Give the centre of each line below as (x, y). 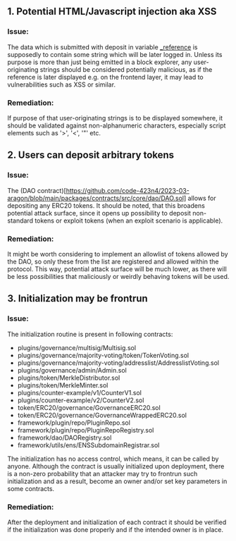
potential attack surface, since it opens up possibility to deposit (99, 213)
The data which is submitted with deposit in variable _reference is (103, 47)
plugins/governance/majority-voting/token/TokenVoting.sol (103, 355)
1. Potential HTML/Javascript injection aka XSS (112, 12)
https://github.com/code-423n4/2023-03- (128, 190)
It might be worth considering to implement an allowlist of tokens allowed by (118, 254)
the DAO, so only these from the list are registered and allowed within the (113, 261)
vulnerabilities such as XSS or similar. (62, 85)
